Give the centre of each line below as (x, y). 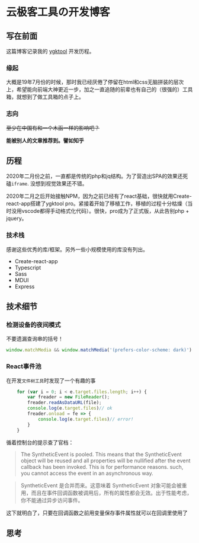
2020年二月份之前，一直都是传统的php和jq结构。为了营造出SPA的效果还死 (97, 176)
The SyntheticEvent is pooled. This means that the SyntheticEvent (101, 454)
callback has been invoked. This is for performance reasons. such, (102, 467)
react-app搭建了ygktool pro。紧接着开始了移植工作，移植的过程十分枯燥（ (97, 204)
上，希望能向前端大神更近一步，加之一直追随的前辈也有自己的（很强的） (94, 90)
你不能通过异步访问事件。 (52, 500)
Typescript (28, 267)
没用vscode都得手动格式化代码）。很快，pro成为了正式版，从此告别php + (100, 211)
